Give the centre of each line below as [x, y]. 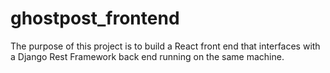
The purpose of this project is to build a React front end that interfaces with [165, 46]
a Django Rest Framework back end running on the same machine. [147, 56]
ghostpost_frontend [95, 18]
